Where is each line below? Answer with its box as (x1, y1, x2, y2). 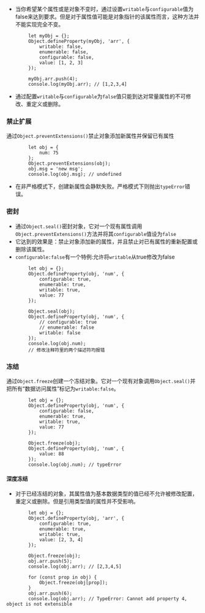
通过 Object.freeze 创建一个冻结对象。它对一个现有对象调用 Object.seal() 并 (6, 377, 196, 384)
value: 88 (39, 451, 64, 457)
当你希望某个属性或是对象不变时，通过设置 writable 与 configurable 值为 (15, 6, 194, 12)
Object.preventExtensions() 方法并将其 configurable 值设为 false (15, 230, 176, 237)
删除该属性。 (15, 245, 48, 253)
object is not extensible (6, 601, 72, 607)
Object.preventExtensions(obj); (28, 161, 111, 167)
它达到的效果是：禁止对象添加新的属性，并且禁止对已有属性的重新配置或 (15, 238, 198, 245)
